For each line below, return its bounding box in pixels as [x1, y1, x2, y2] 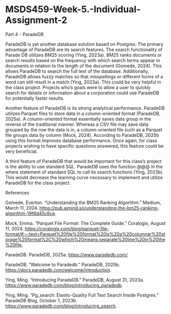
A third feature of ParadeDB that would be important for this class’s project [5, 158, 162, 164]
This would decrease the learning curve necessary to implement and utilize [5, 174, 163, 180]
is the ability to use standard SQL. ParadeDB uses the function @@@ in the [5, 163, 163, 169]
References [5, 189, 30, 195]
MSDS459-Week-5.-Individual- [5, 4, 141, 15]
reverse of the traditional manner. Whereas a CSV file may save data [5, 121, 149, 127]
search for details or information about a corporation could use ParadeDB [5, 90, 159, 96]
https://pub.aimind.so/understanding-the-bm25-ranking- [39, 205, 159, 211]
